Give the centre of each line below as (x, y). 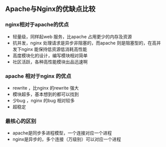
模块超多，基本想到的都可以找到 (46, 94)
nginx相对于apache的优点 (37, 25)
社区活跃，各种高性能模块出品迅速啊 (50, 61)
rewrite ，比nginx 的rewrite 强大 (46, 88)
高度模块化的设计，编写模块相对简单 (50, 55)
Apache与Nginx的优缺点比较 (50, 9)
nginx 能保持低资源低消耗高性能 (54, 49)
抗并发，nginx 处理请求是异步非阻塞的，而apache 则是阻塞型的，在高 (85, 43)
